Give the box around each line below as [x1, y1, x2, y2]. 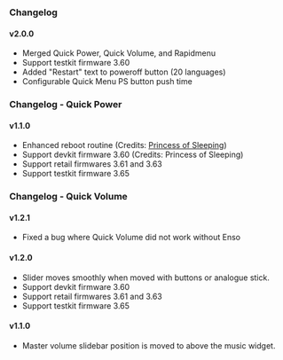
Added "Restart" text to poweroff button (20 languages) [21, 67, 226, 77]
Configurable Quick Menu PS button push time [21, 76, 193, 87]
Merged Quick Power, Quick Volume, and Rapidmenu [21, 48, 216, 59]
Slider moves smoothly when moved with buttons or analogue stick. [21, 272, 271, 283]
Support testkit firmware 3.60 [21, 58, 130, 68]
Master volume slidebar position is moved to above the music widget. [21, 340, 276, 351]
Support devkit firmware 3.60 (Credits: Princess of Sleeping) [21, 149, 244, 160]
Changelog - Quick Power [9, 98, 122, 111]
